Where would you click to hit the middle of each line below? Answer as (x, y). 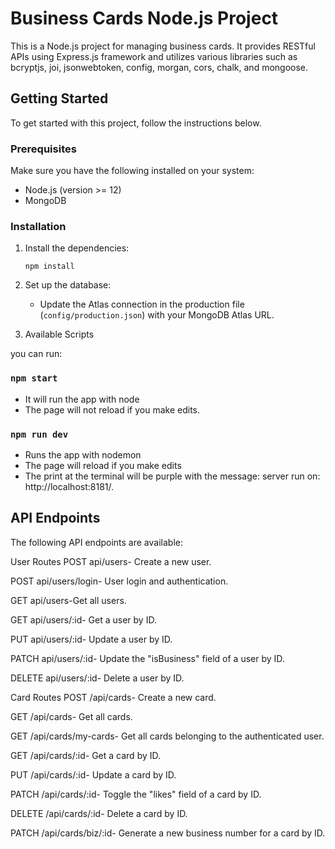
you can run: (36, 354)
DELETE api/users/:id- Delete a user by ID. (97, 678)
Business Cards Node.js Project (144, 18)
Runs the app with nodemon (83, 454)
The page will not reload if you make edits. (112, 409)
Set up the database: (68, 285)
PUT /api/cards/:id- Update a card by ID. (93, 774)
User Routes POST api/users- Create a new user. (111, 561)
